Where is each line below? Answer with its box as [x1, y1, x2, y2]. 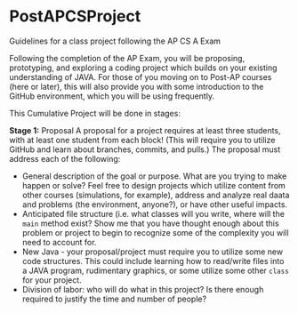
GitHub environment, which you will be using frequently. [9, 91, 215, 101]
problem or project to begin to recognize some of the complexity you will [21, 227, 289, 237]
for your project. [21, 274, 82, 285]
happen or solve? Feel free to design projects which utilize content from [21, 180, 286, 190]
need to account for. [21, 237, 97, 247]
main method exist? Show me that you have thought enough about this [21, 218, 279, 229]
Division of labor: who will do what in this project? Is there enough [21, 284, 264, 294]
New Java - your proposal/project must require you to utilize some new [21, 246, 283, 257]
